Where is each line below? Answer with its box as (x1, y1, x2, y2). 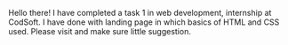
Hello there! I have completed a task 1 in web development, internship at (8, 8, 272, 18)
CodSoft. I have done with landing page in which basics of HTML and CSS (8, 17, 280, 27)
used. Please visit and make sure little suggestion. (8, 26, 192, 36)
